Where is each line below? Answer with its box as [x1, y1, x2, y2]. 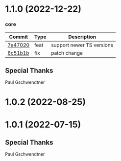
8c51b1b [7, 50, 29, 57]
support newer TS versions [51, 42, 114, 48]
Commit [9, 33, 28, 40]
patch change [51, 50, 83, 57]
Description [68, 33, 97, 40]
